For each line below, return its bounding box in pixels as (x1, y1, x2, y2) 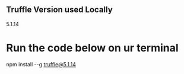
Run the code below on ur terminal (6, 41, 179, 54)
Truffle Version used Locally (6, 5, 113, 15)
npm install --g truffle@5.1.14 (6, 60, 76, 67)
